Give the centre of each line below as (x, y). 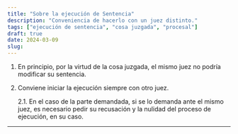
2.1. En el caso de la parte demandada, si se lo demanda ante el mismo (121, 102)
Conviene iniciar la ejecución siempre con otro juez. (93, 88)
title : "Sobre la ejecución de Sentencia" (71, 14)
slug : (15, 47)
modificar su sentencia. (52, 74)
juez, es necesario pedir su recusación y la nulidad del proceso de (114, 109)
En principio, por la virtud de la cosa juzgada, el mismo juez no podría (119, 67)
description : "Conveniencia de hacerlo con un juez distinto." (103, 20)
